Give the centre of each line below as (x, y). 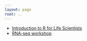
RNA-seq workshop (32, 33)
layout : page (18, 10)
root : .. (14, 14)
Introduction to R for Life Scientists (47, 28)
